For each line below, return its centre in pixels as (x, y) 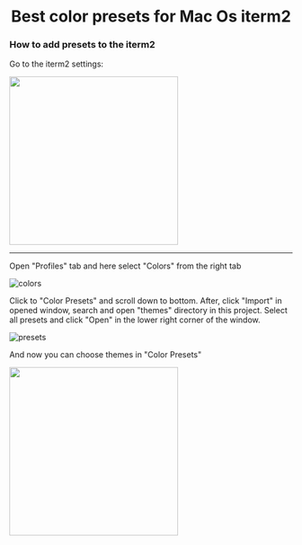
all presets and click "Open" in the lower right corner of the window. (135, 320)
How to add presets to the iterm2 (82, 45)
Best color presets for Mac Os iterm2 (151, 17)
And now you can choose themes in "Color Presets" (106, 355)
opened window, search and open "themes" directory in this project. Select (148, 311)
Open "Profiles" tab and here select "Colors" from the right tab (125, 266)
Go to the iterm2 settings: (57, 64)
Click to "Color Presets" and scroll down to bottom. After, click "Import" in (146, 301)
